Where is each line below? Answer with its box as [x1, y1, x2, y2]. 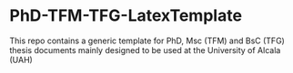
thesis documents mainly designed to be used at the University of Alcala [9, 44, 281, 55]
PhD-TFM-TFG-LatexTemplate [9, 5, 243, 26]
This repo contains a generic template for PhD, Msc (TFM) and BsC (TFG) [9, 35, 285, 46]
